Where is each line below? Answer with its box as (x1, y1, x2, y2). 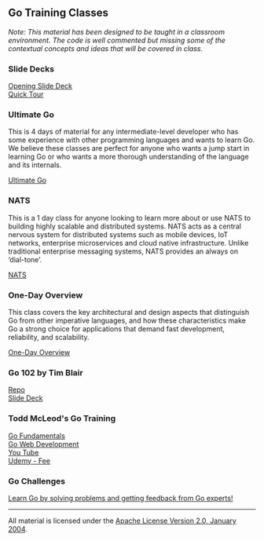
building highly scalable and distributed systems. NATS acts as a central (8, 221, 242, 231)
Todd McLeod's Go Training (8, 413, 116, 424)
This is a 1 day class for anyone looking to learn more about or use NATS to (8, 213, 251, 222)
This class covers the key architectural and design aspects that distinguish (8, 308, 250, 316)
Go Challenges (8, 475, 66, 486)
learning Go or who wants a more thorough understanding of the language (8, 152, 249, 162)
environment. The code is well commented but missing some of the (8, 35, 226, 45)
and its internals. (8, 160, 62, 170)
